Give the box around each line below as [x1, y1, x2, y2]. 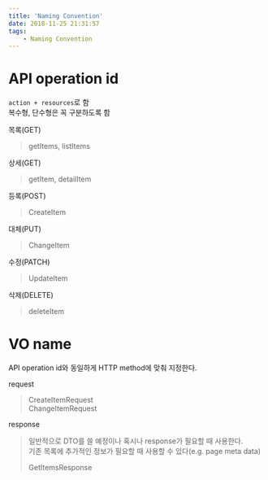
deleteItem [28, 307, 65, 316]
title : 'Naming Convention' [8, 11, 104, 20]
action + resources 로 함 [8, 98, 89, 107]
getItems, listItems [28, 142, 91, 151]
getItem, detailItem [28, 174, 92, 184]
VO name [8, 335, 71, 354]
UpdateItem [28, 273, 68, 283]
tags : [8, 27, 27, 35]
